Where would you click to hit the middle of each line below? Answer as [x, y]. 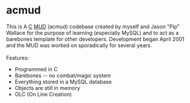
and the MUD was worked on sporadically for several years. [79, 45]
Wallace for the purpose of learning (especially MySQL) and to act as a [93, 32]
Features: [18, 58]
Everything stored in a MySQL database [63, 82]
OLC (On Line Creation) [43, 94]
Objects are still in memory [47, 88]
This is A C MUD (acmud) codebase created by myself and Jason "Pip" [93, 26]
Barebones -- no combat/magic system [63, 75]
